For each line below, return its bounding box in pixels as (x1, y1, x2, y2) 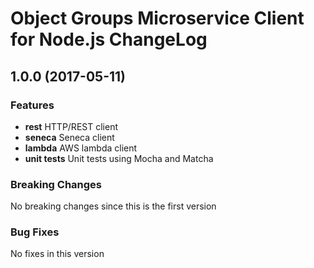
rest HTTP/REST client (24, 120, 118, 132)
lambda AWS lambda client (24, 142, 138, 154)
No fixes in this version (10, 248, 105, 260)
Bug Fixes (10, 225, 60, 239)
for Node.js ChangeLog (10, 28, 208, 51)
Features (10, 98, 55, 112)
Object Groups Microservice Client (10, 7, 305, 30)
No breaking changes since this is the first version (10, 200, 217, 212)
